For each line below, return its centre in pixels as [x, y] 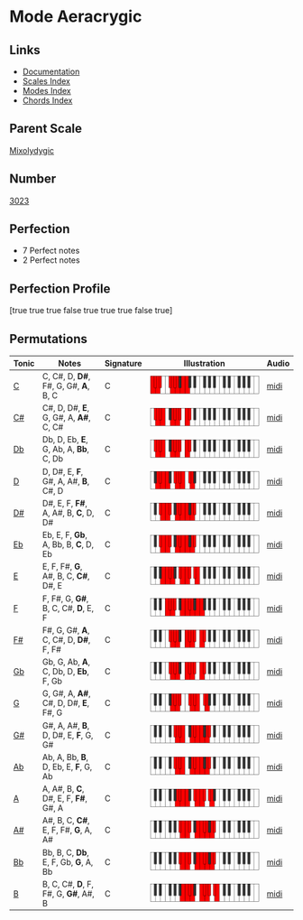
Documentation [51, 71]
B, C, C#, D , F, [68, 884]
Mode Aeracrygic [76, 17]
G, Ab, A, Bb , [66, 450]
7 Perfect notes [51, 251]
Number [33, 179]
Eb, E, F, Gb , [64, 535]
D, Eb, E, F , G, [67, 767]
